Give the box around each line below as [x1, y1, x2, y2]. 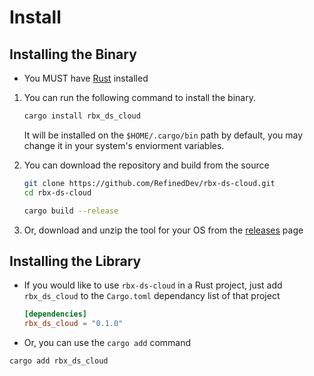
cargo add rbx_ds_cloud [9, 356, 109, 366]
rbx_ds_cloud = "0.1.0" [23, 319, 124, 329]
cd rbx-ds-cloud [23, 187, 92, 198]
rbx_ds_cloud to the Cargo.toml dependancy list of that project [23, 290, 281, 302]
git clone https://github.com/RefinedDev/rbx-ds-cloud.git [23, 178, 276, 188]
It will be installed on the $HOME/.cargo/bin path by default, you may [23, 129, 304, 141]
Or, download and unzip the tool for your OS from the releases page [23, 224, 304, 236]
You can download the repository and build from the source [23, 159, 270, 171]
